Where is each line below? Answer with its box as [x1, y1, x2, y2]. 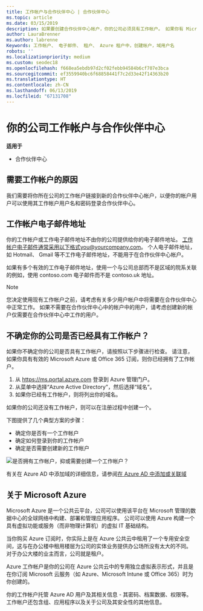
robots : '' [6, 48, 34, 54]
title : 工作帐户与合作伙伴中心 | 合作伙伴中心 [6, 8, 110, 15]
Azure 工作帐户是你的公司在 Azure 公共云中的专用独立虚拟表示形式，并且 [6, 563, 188, 570]
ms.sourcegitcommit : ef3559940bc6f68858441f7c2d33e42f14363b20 [6, 71, 169, 77]
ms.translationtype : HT [6, 76, 66, 82]
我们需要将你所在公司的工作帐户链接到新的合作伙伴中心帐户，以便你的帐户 [6, 192, 192, 199]
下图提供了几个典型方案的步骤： [6, 417, 86, 424]
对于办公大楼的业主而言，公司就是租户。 [6, 550, 107, 557]
